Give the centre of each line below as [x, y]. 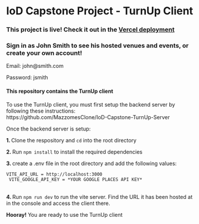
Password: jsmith [27, 77]
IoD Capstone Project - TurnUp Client [100, 11]
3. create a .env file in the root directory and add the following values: [91, 163]
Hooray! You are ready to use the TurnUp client [65, 214]
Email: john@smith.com [35, 66]
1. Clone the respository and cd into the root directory [71, 140]
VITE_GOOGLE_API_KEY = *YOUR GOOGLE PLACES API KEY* [76, 179]
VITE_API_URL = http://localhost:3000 [54, 174]
